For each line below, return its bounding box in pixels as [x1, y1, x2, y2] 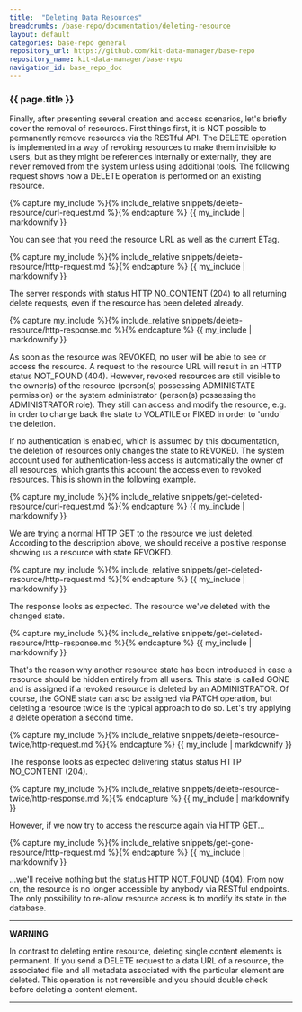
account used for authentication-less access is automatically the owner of [9, 455, 284, 466]
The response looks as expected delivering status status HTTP [9, 757, 242, 768]
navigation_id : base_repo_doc [9, 64, 123, 73]
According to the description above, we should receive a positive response [9, 537, 287, 548]
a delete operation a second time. [9, 712, 134, 723]
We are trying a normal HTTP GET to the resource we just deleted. [9, 528, 254, 539]
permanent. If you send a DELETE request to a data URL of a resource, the [9, 955, 285, 966]
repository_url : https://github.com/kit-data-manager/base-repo [9, 47, 255, 56]
